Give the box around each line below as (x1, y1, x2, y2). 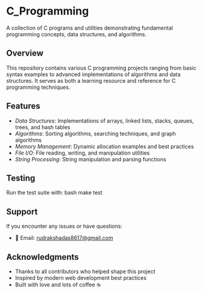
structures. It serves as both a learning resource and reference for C (6, 77, 176, 84)
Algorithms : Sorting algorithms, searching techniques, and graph (14, 130, 176, 137)
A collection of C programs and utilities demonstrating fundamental (6, 24, 173, 31)
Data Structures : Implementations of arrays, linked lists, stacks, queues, (14, 117, 194, 124)
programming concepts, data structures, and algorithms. (6, 30, 147, 37)
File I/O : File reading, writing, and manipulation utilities (14, 149, 150, 156)
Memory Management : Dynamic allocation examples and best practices (14, 143, 194, 150)
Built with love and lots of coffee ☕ (14, 281, 101, 288)
